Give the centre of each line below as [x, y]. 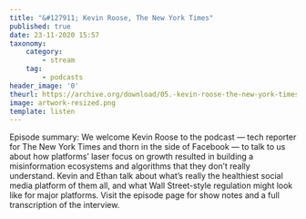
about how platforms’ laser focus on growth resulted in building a [132, 157]
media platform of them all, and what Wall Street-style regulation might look [151, 186]
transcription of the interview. [65, 205]
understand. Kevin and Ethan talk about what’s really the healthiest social [147, 176]
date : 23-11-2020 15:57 [55, 35]
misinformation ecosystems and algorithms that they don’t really [130, 166]
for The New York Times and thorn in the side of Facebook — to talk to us [148, 147]
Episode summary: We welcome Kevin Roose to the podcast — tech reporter [153, 137]
